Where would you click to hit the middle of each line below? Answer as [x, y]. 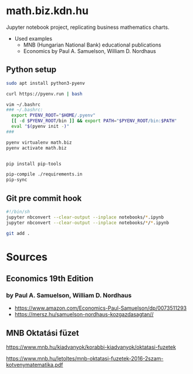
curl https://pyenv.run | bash [44, 94]
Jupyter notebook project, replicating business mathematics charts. [88, 27]
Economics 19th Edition [50, 279]
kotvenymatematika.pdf [35, 365]
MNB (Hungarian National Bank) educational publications [92, 45]
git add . [18, 233]
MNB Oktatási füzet [43, 333]
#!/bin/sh [18, 211]
